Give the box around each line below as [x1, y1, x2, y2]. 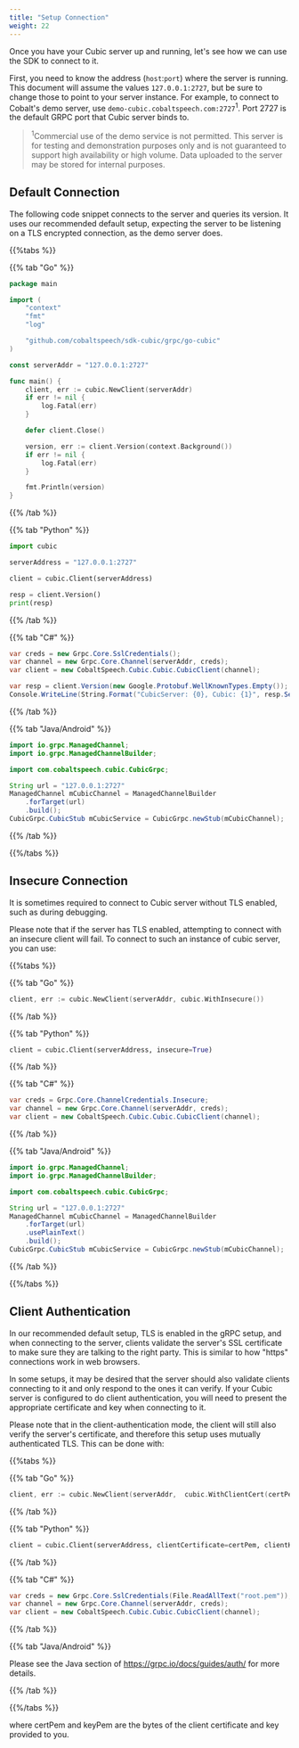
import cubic [9, 542, 58, 551]
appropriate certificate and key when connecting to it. [9, 1401, 206, 1413]
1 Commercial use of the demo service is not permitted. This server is [30, 129, 283, 141]
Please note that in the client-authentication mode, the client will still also [9, 1419, 277, 1430]
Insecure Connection [9, 874, 128, 889]
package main [9, 279, 58, 288]
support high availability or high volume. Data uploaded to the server [30, 149, 283, 160]
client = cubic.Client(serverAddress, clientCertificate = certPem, [9, 1540, 261, 1549]
